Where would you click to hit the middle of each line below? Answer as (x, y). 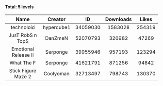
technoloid (23, 27)
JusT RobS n (23, 35)
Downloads (118, 19)
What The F (23, 63)
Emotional (23, 49)
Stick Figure (23, 71)
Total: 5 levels (19, 7)
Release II (23, 55)
